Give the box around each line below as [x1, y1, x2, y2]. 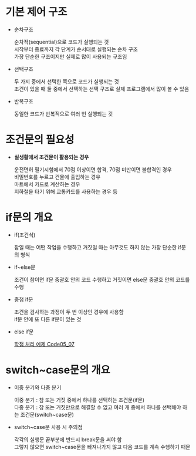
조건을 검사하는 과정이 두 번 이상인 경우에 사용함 [13, 308, 124, 315]
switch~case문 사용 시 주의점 [13, 423, 83, 430]
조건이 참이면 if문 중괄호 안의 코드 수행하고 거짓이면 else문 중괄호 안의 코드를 [13, 276, 190, 283]
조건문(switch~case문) [20, 411, 75, 418]
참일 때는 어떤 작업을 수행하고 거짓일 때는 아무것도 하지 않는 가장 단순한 [13, 244, 177, 251]
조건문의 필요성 [5, 133, 75, 147]
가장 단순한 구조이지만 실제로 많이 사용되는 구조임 [13, 53, 127, 60]
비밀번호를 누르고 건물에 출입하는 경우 [13, 173, 101, 180]
